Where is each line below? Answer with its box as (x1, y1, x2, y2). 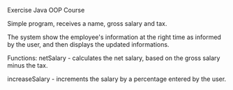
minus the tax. (7, 61, 48, 69)
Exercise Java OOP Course (7, 6, 85, 14)
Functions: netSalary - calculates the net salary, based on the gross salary (7, 54, 220, 62)
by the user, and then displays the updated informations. (7, 40, 170, 48)
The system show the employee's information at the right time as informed (7, 33, 222, 41)
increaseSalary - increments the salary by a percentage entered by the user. (7, 75, 227, 83)
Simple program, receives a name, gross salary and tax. (7, 20, 167, 27)
